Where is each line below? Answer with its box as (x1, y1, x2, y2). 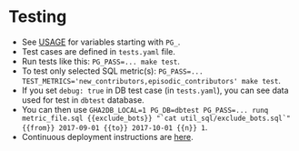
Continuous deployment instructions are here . (21, 131, 194, 142)
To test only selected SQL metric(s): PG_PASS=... (21, 65, 204, 76)
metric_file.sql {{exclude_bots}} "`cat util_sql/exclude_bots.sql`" (21, 114, 292, 123)
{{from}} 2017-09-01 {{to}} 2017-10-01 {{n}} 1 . (21, 121, 208, 133)
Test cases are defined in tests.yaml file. (21, 45, 176, 56)
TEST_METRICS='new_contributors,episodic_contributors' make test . (21, 75, 281, 86)
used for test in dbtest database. (21, 94, 145, 106)
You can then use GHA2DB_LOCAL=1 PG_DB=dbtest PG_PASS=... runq (21, 104, 269, 115)
